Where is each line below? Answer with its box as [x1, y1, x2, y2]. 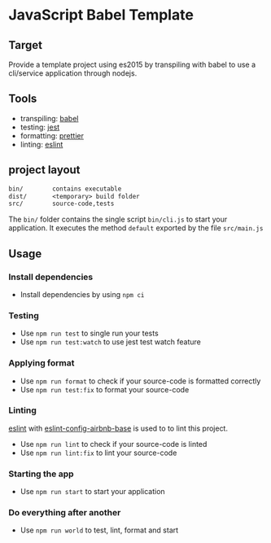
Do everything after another [8, 507, 121, 519]
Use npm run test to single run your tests [20, 328, 159, 339]
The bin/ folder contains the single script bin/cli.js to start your [8, 214, 228, 225]
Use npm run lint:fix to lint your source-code [20, 448, 177, 458]
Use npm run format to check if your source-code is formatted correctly [20, 376, 261, 386]
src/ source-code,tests [8, 199, 115, 208]
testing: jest [20, 122, 60, 132]
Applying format [8, 357, 75, 369]
